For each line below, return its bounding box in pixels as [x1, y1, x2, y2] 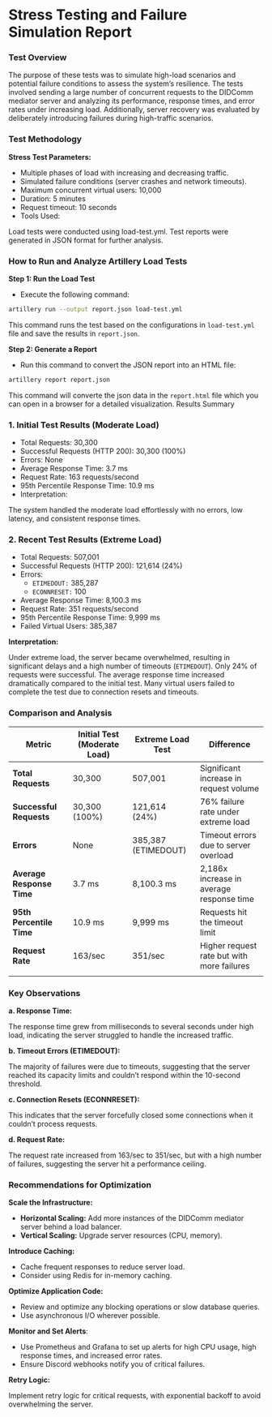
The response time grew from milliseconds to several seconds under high [8, 1022, 254, 1032]
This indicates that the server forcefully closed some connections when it [8, 1110, 253, 1120]
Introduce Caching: [8, 1247, 75, 1256]
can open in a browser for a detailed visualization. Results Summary [8, 399, 235, 409]
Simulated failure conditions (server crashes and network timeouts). [19, 176, 247, 186]
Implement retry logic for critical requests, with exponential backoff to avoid [8, 1391, 261, 1401]
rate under [199, 805, 240, 817]
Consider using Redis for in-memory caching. [19, 1271, 172, 1281]
